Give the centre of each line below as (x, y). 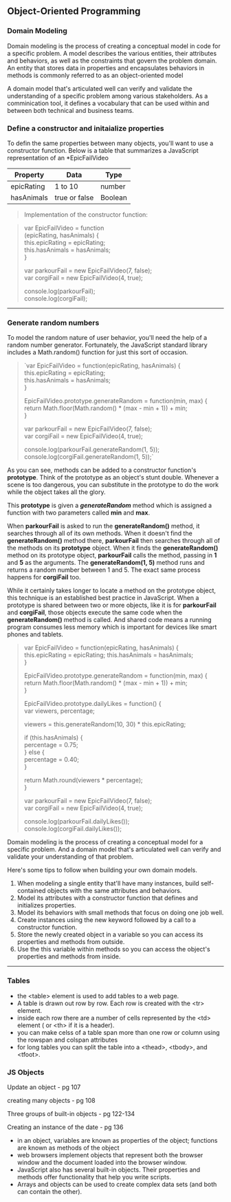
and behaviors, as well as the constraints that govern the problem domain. (112, 61)
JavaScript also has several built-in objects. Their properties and (109, 1170)
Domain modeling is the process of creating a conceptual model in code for (114, 46)
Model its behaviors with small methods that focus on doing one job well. (120, 913)
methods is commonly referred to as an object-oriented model (95, 75)
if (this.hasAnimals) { (53, 738)
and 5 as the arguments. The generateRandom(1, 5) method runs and (106, 563)
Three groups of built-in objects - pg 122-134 (71, 1113)
